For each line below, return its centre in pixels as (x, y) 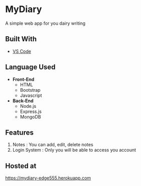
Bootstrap (30, 90)
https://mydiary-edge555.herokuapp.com (48, 178)
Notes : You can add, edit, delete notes (53, 145)
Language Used (30, 67)
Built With (21, 39)
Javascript (31, 95)
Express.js (31, 111)
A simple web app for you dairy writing (45, 23)
